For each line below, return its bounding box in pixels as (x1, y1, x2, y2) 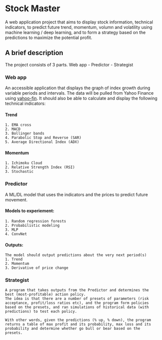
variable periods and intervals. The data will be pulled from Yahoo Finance (5, 90, 154, 96)
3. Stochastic (5, 169, 34, 174)
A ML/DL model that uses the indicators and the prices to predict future (5, 191, 148, 198)
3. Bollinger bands (5, 131, 45, 136)
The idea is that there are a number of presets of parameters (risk (5, 296, 149, 301)
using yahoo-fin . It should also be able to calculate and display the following (5, 96, 158, 101)
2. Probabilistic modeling (5, 223, 60, 228)
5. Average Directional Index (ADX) (5, 140, 79, 144)
